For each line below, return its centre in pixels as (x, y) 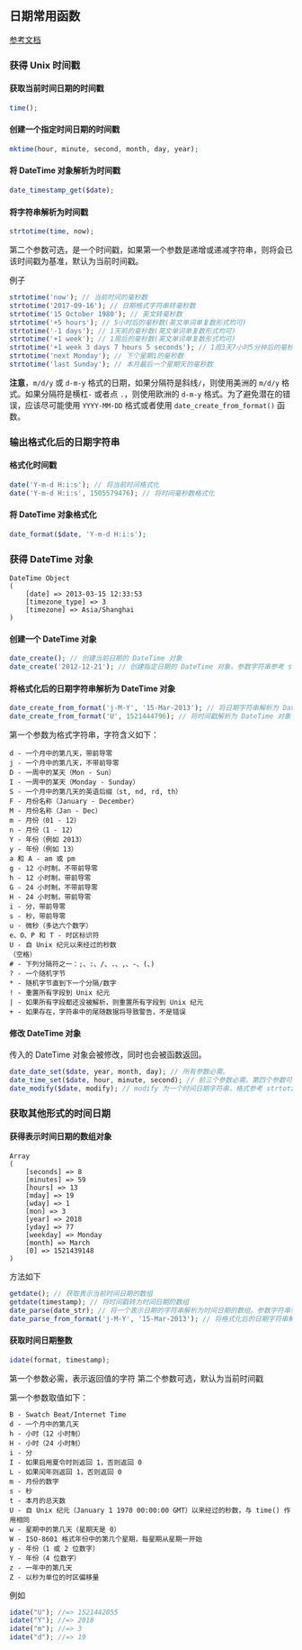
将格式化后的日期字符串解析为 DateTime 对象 (93, 688)
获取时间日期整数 (41, 1340)
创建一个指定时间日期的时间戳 (64, 130)
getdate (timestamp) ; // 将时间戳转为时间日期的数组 (99, 1302)
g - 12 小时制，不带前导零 (54, 869)
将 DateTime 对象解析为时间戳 (65, 170)
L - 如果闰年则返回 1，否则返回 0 (66, 1472)
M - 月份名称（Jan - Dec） (56, 811)
